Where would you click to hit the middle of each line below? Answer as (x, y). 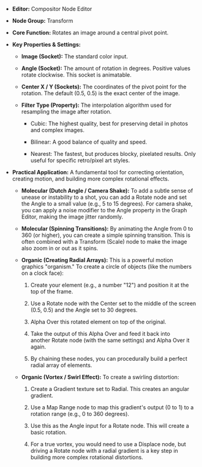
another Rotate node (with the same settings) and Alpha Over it (110, 340)
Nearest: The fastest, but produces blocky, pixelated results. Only (113, 154)
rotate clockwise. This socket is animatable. (76, 75)
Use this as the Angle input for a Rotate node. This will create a (110, 426)
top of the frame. (52, 291)
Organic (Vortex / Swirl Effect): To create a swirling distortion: (100, 377)
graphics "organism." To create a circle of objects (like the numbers (106, 267)
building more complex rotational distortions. (87, 457)
